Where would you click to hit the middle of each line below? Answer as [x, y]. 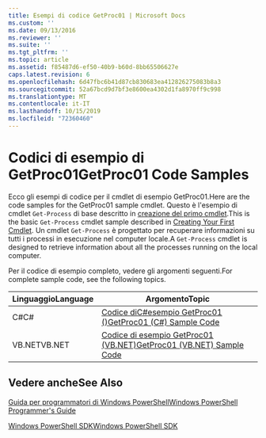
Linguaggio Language [53, 299]
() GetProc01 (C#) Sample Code [161, 322]
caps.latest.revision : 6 [49, 74]
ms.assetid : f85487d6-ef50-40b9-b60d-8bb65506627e [93, 67]
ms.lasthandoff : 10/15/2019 [55, 112]
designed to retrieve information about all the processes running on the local [133, 247]
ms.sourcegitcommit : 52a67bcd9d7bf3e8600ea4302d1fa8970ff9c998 [115, 89]
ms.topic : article [38, 60]
